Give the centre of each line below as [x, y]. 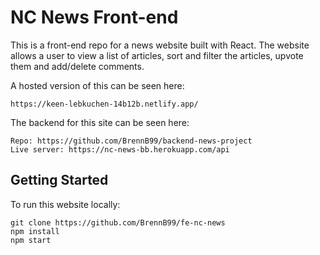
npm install [35, 231]
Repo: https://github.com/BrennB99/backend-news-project [131, 141]
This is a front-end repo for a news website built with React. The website [160, 45]
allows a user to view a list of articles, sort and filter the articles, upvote [157, 55]
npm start [31, 240]
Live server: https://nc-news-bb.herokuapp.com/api [120, 149]
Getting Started [59, 180]
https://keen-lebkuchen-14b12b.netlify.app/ [104, 104]
